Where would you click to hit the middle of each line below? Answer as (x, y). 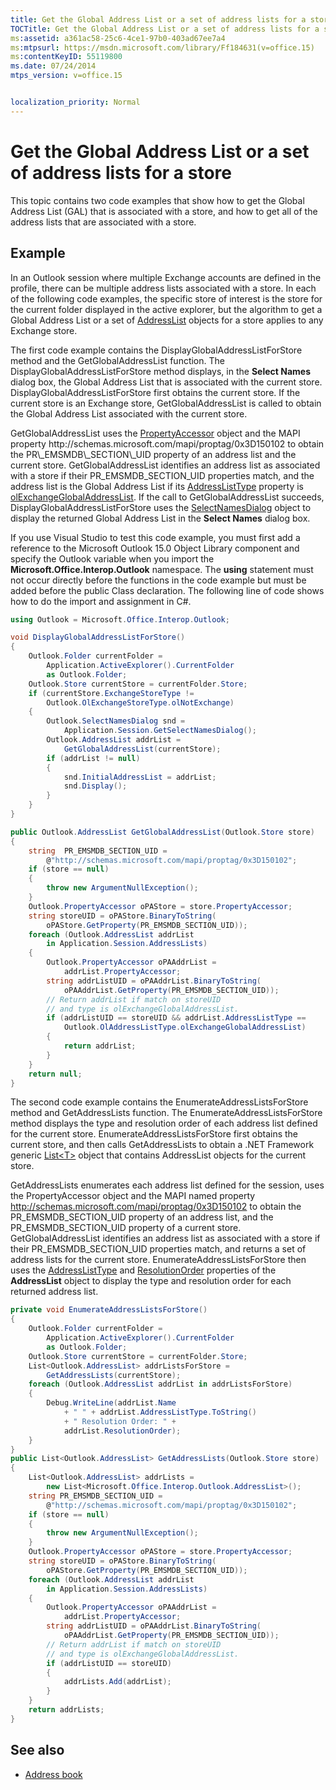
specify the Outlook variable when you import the (112, 558)
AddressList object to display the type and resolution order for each (151, 1281)
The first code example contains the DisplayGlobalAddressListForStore (156, 350)
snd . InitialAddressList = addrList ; (140, 777)
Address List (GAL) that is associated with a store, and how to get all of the (164, 211)
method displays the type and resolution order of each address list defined (164, 1123)
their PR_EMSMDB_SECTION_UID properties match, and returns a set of (158, 1249)
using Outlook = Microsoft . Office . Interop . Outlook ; (120, 619)
